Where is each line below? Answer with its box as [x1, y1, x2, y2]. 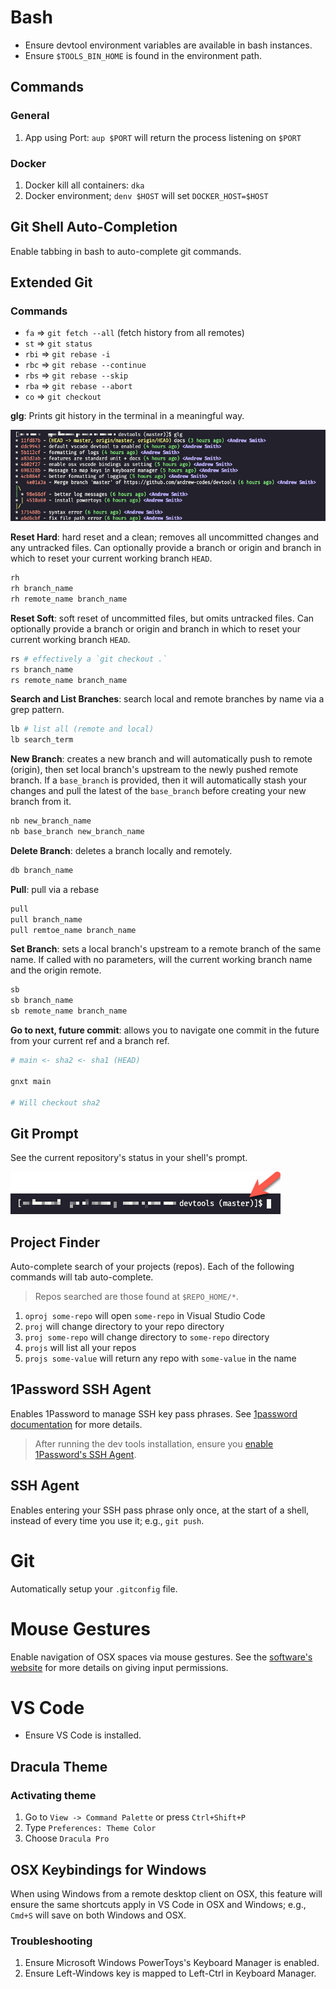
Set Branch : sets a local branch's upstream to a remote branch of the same [10, 943, 322, 955]
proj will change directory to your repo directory [24, 1321, 225, 1333]
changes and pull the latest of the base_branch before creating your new [10, 785, 307, 797]
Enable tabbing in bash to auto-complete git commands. [10, 245, 242, 257]
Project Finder [10, 1234, 101, 1251]
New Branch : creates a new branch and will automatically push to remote [10, 753, 313, 765]
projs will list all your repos [24, 1342, 137, 1354]
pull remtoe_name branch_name [10, 925, 137, 935]
